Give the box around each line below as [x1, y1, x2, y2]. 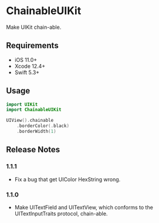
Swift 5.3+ [14, 69, 40, 76]
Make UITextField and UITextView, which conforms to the [14, 204, 154, 211]
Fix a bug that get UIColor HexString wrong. [14, 175, 121, 183]
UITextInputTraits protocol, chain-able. [14, 210, 108, 217]
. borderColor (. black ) [16, 123, 69, 129]
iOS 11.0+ [14, 56, 37, 63]
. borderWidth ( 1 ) [16, 128, 57, 135]
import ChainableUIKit [6, 107, 62, 113]
